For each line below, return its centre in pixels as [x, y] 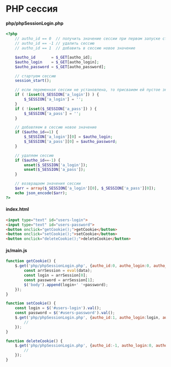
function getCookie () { [31, 261]
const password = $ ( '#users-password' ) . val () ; [65, 313]
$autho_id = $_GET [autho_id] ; [54, 57]
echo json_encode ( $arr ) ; [41, 193]
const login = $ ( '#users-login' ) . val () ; [58, 308]
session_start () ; [33, 81]
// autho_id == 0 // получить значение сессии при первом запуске [88, 39]
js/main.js [16, 250]
